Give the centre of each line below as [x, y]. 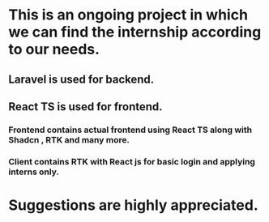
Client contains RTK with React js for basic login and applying [132, 161]
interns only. [34, 172]
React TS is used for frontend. [86, 107]
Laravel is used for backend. [81, 79]
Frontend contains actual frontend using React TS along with [130, 130]
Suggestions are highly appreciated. [133, 205]
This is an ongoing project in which [128, 15]
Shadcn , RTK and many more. [69, 139]
